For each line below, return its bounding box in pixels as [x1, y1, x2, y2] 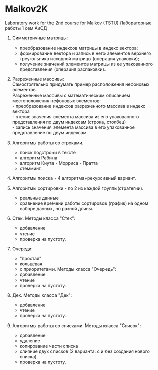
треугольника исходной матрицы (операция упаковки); [19, 55, 140, 61]
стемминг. [19, 165, 42, 171]
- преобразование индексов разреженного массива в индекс [12, 103, 146, 109]
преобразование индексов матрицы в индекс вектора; [19, 44, 138, 51]
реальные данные [19, 195, 59, 201]
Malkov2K [5, 3, 48, 15]
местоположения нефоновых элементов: [12, 97, 101, 104]
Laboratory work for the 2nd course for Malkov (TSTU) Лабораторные [5, 20, 152, 26]
